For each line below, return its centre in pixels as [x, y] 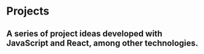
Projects [28, 11]
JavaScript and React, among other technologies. [102, 43]
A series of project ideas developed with [84, 34]
